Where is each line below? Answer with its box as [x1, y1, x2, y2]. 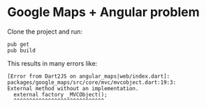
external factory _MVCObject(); [13, 91, 108, 98]
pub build [7, 47, 36, 54]
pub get [7, 41, 30, 48]
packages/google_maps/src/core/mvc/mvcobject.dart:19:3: [7, 78, 177, 86]
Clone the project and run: [7, 27, 82, 36]
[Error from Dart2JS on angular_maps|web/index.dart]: [7, 73, 170, 80]
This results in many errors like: [7, 59, 98, 67]
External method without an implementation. [7, 85, 139, 92]
